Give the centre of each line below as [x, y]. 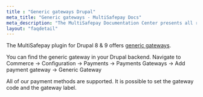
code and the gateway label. [41, 88]
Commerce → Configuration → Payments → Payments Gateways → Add [96, 63]
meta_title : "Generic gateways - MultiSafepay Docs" [74, 17]
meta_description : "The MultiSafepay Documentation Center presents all [100, 23]
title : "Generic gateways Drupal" [51, 12]
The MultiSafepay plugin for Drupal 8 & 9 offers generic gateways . [89, 46]
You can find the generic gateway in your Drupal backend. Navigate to [94, 57]
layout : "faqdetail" [32, 28]
